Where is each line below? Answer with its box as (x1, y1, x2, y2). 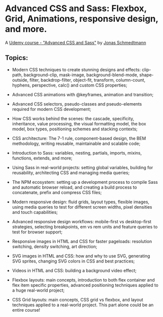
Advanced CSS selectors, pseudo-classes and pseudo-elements (12, 101, 142, 107)
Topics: (5, 54, 28, 62)
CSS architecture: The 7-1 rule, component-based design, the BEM (12, 135, 146, 141)
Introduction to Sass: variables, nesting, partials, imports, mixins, (12, 150, 142, 156)
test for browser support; (12, 229, 63, 235)
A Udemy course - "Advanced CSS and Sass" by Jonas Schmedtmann (5, 39, 146, 45)
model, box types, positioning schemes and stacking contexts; (12, 126, 138, 132)
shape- (139, 71, 154, 78)
